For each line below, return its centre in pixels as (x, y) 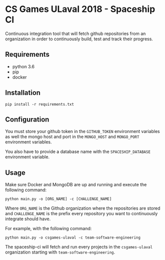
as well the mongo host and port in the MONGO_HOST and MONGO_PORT (72, 137)
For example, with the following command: (49, 229)
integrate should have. (28, 219)
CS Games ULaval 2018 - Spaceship (80, 9)
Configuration (27, 119)
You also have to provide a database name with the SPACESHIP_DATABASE (78, 152)
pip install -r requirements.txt (40, 104)
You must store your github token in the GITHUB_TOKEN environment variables (82, 131)
